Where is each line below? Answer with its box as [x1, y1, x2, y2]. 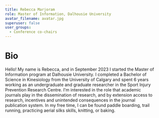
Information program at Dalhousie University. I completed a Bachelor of [5, 71, 147, 77]
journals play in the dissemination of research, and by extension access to [5, 92, 153, 98]
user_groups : [5, 25, 31, 30]
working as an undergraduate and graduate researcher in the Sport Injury [5, 82, 151, 88]
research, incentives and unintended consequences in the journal [5, 97, 135, 103]
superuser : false [5, 20, 40, 26]
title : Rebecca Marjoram [5, 7, 55, 12]
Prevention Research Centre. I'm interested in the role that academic [5, 87, 141, 92]
